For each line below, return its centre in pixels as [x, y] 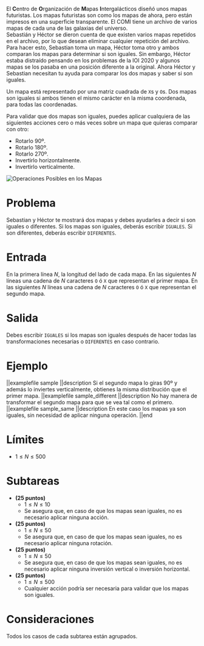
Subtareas [33, 481]
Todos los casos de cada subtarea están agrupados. [72, 636]
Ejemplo [27, 366]
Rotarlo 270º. [32, 154]
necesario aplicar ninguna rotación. [68, 543]
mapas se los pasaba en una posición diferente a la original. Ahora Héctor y [101, 67]
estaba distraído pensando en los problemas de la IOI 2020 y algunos [93, 60]
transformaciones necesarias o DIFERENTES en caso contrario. [83, 341]
